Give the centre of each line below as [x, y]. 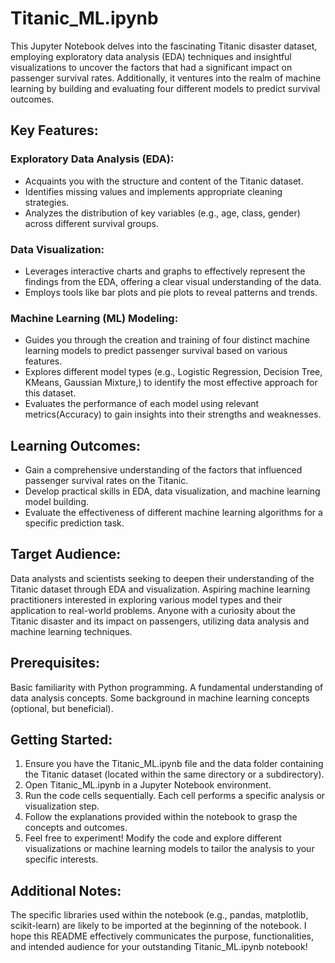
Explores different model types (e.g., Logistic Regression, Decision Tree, [173, 372]
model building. [57, 502]
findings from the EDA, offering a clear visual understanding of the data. [173, 281]
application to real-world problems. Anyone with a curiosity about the [153, 610]
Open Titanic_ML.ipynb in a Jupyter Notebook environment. [148, 785]
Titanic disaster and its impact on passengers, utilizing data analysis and [160, 621]
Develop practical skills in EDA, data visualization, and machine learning [172, 491]
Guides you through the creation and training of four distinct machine [167, 340]
